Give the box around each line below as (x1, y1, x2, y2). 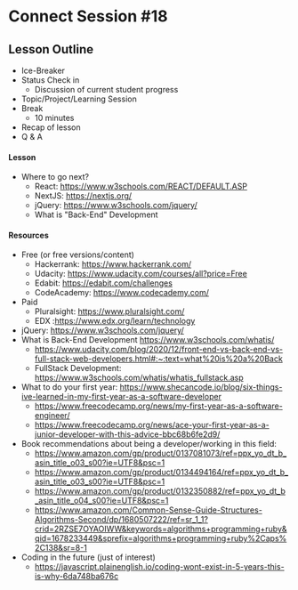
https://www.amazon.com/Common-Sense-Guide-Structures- (34, 505, 263, 515)
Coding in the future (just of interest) (20, 552, 157, 562)
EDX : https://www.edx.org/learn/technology (34, 316, 196, 327)
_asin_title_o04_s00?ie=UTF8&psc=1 (34, 496, 169, 506)
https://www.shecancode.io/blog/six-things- (119, 382, 283, 392)
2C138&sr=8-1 (34, 543, 88, 554)
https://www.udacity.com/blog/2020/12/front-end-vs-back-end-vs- (34, 344, 284, 355)
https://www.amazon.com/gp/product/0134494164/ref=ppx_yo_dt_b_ (34, 467, 289, 478)
